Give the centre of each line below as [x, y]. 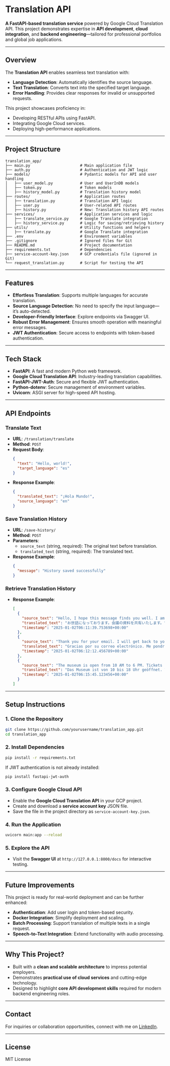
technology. [25, 982]
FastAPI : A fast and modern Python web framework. [67, 371]
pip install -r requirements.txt [40, 758]
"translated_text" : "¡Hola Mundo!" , [56, 497]
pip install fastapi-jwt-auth [37, 776]
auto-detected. [35, 311]
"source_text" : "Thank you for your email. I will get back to [90, 642]
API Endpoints [28, 413]
